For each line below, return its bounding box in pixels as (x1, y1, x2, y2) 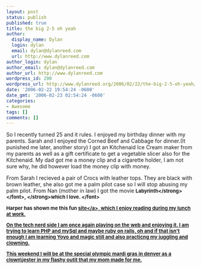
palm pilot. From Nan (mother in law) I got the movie (6, 187, 135, 195)
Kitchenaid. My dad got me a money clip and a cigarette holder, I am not (6, 156, 184, 164)
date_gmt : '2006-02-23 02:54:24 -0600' (6, 92, 106, 98)
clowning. (6, 240, 30, 246)
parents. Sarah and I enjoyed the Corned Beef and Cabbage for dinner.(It (6, 137, 185, 144)
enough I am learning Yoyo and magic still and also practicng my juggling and (6, 234, 188, 240)
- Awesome (6, 103, 31, 110)
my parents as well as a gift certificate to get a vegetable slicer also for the (6, 150, 190, 158)
